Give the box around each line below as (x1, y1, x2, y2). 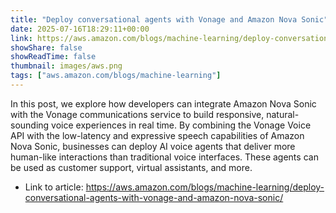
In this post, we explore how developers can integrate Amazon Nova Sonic (10, 97, 317, 110)
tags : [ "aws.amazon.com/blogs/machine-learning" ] (10, 71, 222, 81)
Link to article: (24, 181, 84, 193)
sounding (10, 119, 50, 131)
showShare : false (10, 42, 83, 53)
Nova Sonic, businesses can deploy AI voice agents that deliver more (10, 140, 296, 152)
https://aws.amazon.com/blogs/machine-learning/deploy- (85, 181, 325, 193)
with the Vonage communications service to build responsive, (10, 108, 265, 120)
